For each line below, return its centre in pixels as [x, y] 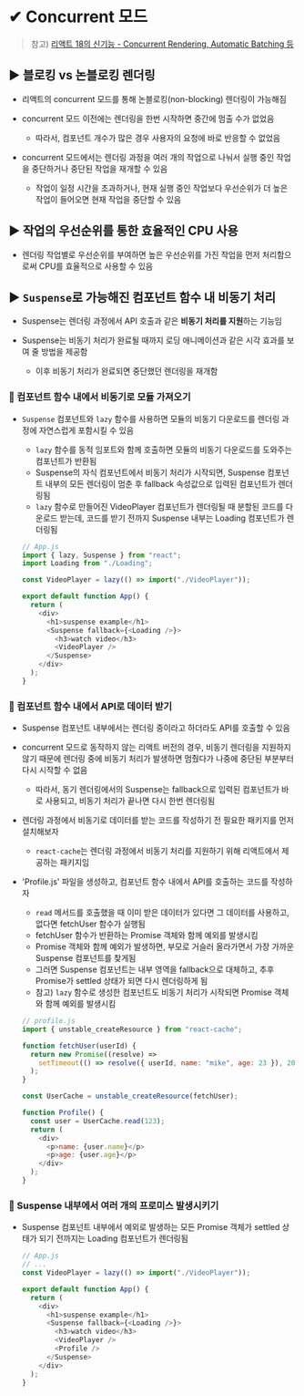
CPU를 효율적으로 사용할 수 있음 [96, 266]
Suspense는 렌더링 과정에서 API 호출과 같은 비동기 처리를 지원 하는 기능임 [152, 321]
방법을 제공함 [65, 352]
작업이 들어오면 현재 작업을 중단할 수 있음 [108, 199]
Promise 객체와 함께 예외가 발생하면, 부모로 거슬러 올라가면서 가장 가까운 [165, 946]
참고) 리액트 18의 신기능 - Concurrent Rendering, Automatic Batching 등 [162, 44]
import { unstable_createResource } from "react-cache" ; [132, 1029]
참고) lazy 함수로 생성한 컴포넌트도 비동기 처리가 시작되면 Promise [153, 992]
